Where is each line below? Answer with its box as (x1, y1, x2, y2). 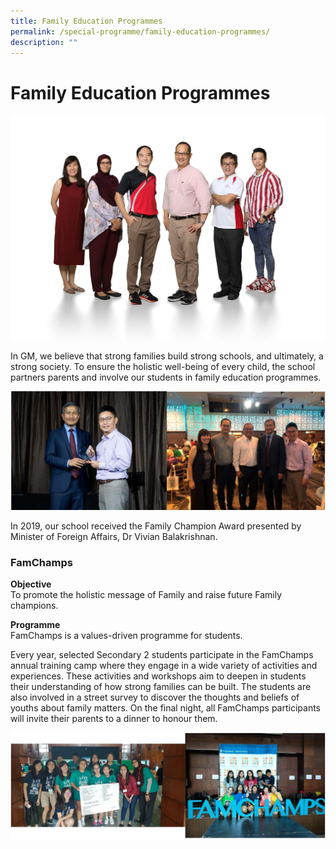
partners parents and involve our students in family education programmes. (10, 371, 322, 384)
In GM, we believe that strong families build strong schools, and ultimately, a (10, 350, 324, 362)
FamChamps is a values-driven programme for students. (10, 630, 243, 642)
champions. (10, 600, 59, 612)
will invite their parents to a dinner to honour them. (10, 713, 218, 725)
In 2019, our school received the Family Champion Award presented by (10, 520, 302, 532)
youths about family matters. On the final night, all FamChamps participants (10, 702, 321, 714)
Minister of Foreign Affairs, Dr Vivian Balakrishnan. (10, 531, 218, 543)
